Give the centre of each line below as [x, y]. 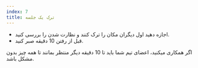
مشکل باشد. [20, 58]
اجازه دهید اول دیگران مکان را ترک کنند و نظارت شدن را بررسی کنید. [92, 34]
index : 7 [17, 12]
